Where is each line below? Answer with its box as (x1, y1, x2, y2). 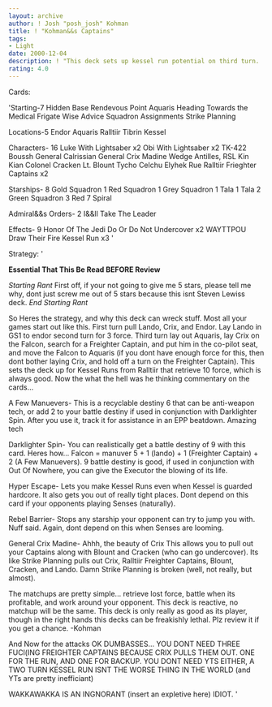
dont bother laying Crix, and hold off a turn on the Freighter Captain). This (8, 356, 256, 366)
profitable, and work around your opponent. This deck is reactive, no (8, 597, 239, 607)
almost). (8, 573, 37, 583)
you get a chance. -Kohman (8, 623, 101, 633)
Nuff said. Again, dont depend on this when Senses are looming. (8, 523, 224, 532)
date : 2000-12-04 (8, 50, 67, 58)
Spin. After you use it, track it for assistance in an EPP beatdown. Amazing (8, 415, 257, 425)
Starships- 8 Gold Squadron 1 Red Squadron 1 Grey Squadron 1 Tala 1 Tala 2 (8, 184, 261, 194)
